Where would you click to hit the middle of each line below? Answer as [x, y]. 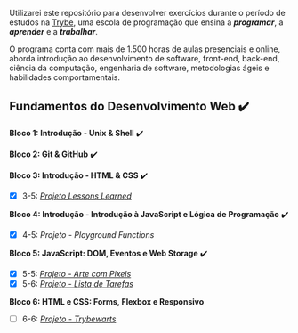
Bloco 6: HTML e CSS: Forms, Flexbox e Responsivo [107, 302]
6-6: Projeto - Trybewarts [69, 319]
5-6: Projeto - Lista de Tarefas [77, 284]
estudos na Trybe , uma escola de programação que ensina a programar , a [146, 22]
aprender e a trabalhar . [53, 32]
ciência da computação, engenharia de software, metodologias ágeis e [139, 68]
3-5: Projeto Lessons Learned [77, 196]
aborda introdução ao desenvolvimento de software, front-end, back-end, [145, 58]
